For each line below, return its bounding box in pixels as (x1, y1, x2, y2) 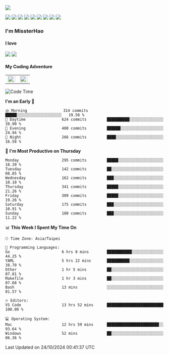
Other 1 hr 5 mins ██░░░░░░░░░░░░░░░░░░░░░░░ (5, 267, 164, 273)
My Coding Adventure (5, 63, 53, 69)
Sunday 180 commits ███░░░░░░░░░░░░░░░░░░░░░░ (5, 211, 164, 216)
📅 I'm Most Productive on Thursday (5, 148, 81, 154)
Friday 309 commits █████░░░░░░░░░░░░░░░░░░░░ (5, 193, 164, 198)
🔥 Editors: (5, 298, 29, 303)
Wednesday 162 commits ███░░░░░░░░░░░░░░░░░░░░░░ (5, 175, 164, 181)
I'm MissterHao (5, 27, 44, 34)
